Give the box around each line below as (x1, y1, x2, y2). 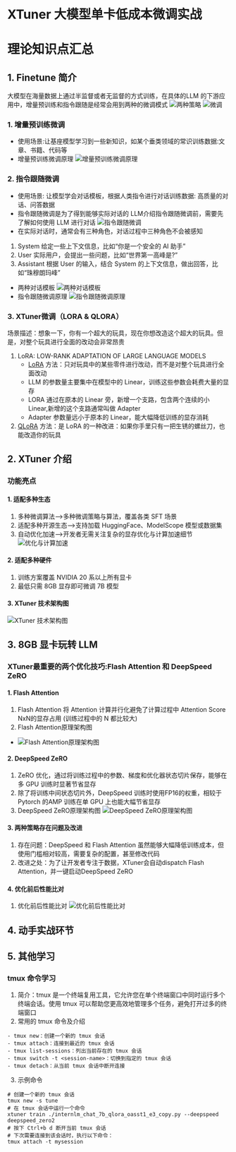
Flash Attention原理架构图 (17, 722, 93, 731)
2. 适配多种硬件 (7, 556, 52, 564)
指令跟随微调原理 (17, 292, 68, 301)
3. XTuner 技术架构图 (7, 599, 69, 607)
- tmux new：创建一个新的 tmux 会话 (7, 1033, 106, 1040)
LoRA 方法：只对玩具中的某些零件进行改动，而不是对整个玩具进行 (27, 360, 218, 369)
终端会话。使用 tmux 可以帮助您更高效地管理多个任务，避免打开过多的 (17, 1000, 221, 1008)
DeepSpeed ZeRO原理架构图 (17, 806, 101, 815)
